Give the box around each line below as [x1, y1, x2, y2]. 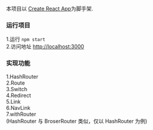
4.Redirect [6, 92, 31, 99]
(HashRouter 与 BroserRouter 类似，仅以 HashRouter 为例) [6, 117, 148, 125]
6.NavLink [6, 104, 31, 111]
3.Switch [6, 85, 28, 92]
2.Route [6, 79, 25, 86]
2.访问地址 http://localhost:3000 [6, 43, 84, 50]
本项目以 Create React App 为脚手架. [6, 5, 94, 12]
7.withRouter [6, 111, 36, 118]
